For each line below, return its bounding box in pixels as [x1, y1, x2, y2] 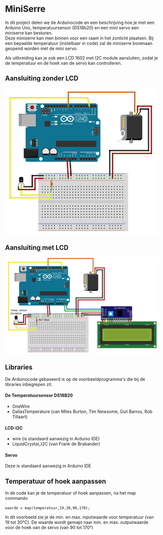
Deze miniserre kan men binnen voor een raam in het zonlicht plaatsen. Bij [5, 35, 154, 41]
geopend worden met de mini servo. [5, 45, 78, 51]
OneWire [12, 404, 30, 410]
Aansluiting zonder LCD [5, 74, 79, 82]
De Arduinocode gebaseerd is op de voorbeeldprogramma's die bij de [5, 376, 145, 382]
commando [5, 495, 28, 501]
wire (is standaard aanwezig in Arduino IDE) [12, 436, 100, 442]
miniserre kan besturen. [5, 30, 53, 36]
